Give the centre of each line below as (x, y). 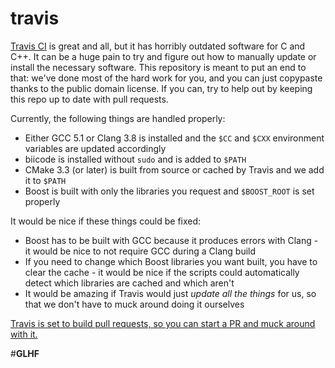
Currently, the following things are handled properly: (118, 118)
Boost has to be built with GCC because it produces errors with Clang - (171, 240)
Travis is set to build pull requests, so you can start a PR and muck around (163, 323)
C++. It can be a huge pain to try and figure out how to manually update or (163, 56)
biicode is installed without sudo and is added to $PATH (135, 159)
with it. (24, 334)
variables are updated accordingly (95, 148)
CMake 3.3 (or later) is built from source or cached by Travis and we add (174, 169)
